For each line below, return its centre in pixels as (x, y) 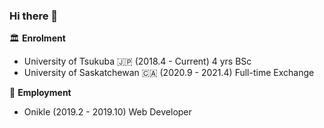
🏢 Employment (40, 93)
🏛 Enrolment (37, 38)
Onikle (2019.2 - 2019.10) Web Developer (107, 112)
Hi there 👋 (34, 16)
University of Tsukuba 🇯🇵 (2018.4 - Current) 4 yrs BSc (137, 61)
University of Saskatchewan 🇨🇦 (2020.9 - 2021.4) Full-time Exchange (169, 73)
